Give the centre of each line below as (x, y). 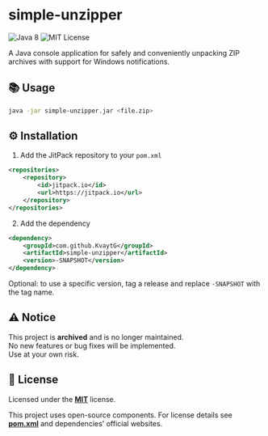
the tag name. (31, 292)
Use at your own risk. (44, 354)
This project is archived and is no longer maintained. (96, 337)
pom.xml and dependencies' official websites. (86, 423)
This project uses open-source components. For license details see (120, 415)
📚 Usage (32, 88)
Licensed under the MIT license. (62, 399)
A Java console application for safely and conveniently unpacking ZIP (124, 53)
